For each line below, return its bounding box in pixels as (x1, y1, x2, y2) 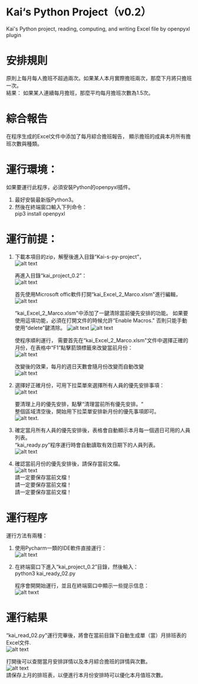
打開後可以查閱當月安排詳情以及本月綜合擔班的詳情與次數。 (6, 657, 151, 665)
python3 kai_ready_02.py (14, 570, 75, 577)
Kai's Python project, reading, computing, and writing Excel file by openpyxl (6, 25, 190, 32)
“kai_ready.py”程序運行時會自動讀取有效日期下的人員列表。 (14, 441, 159, 448)
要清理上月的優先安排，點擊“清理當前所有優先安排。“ (14, 400, 144, 407)
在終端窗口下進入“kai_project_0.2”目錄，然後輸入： (14, 563, 138, 570)
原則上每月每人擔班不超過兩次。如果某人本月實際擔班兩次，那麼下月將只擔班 (6, 74, 192, 81)
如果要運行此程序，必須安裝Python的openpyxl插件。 (6, 183, 134, 190)
